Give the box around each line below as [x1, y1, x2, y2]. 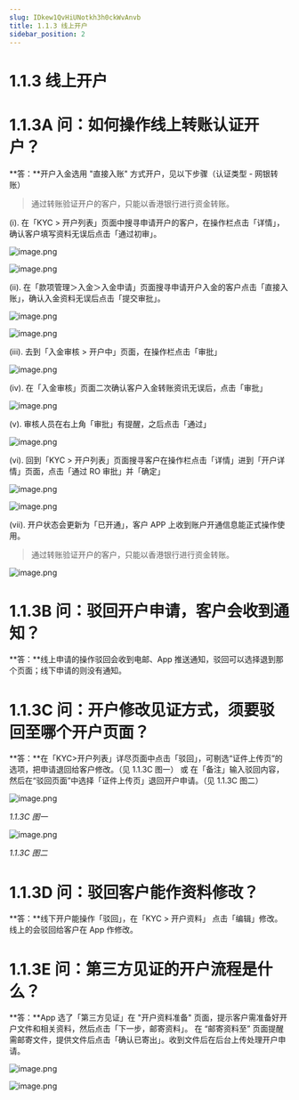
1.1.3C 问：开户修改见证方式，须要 [9, 700, 260, 720]
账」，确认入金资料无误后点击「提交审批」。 [9, 293, 166, 303]
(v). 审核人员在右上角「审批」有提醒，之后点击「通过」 [9, 418, 212, 429]
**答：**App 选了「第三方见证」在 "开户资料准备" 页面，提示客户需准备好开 [9, 1012, 287, 1023]
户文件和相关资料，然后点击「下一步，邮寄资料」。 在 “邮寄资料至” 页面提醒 [9, 1023, 285, 1034]
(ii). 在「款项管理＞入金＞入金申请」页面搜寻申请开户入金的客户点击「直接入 [9, 281, 288, 292]
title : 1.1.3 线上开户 [9, 21, 88, 30]
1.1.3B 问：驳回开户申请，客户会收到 [9, 601, 274, 621]
